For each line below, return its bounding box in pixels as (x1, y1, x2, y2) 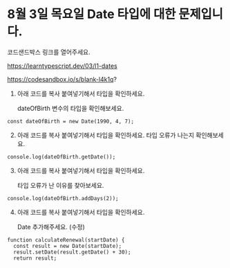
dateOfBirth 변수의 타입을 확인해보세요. (17, 104, 124, 112)
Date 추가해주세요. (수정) (17, 222, 85, 231)
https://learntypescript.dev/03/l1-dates (7, 62, 117, 70)
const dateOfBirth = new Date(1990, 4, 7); (7, 118, 135, 125)
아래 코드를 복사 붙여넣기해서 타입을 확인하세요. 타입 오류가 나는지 (17, 131, 195, 139)
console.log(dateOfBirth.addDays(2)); (7, 195, 119, 202)
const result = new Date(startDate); (13, 242, 122, 249)
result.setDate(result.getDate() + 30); (13, 249, 131, 256)
